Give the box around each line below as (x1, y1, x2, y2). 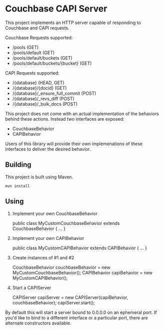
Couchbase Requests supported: (5, 35, 73, 41)
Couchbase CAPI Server (5, 3, 108, 15)
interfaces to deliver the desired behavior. (5, 146, 91, 152)
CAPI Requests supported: (5, 70, 60, 76)
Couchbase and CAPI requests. (5, 25, 70, 31)
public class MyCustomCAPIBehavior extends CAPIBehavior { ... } (12, 245, 147, 251)
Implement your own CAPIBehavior (12, 235, 84, 241)
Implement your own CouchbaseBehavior (12, 210, 98, 216)
